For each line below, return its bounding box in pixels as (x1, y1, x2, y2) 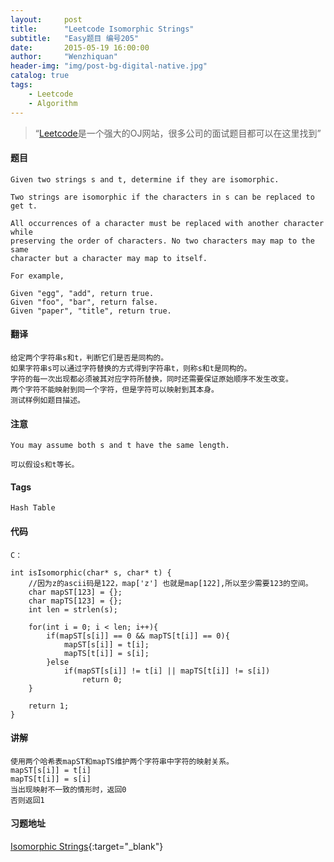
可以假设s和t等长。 (10, 460, 80, 470)
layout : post (10, 14, 83, 25)
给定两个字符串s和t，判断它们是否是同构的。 (10, 352, 169, 363)
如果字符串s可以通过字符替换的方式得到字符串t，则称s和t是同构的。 (10, 363, 252, 373)
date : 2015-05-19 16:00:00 (10, 42, 150, 53)
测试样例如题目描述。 (10, 395, 85, 405)
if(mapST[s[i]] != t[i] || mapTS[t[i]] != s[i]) (63, 666, 271, 676)
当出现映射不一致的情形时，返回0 (10, 784, 127, 795)
